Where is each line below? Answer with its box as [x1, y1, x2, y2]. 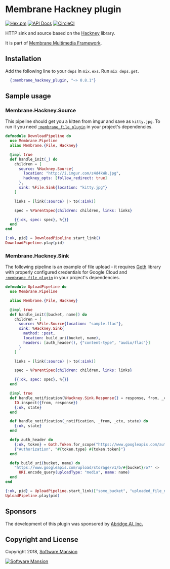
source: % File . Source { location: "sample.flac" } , [18, 321, 123, 327]
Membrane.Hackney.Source [5, 107, 76, 114]
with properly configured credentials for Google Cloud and [5, 269, 127, 275]
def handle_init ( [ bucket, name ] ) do [10, 312, 87, 317]
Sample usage [5, 92, 52, 101]
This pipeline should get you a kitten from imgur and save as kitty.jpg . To [5, 118, 160, 124]
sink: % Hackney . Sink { [18, 326, 65, 331]
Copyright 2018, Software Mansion [5, 549, 77, 555]
